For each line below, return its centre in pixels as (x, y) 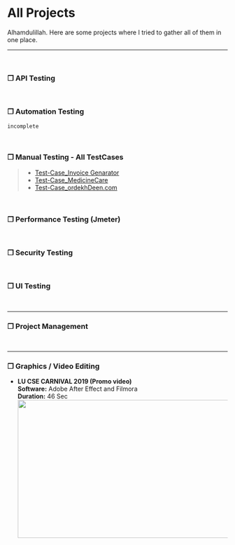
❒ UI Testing (29, 286)
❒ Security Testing (40, 253)
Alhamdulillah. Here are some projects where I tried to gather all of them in (114, 32)
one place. (22, 39)
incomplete (23, 126)
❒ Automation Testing (46, 112)
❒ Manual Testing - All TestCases (65, 157)
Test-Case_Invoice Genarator (77, 173)
